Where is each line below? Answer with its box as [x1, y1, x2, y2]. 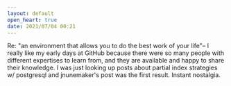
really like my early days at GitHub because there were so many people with [7, 49, 225, 57]
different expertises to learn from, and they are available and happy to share [7, 56, 225, 65]
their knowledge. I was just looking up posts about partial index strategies [7, 63, 218, 72]
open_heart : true [7, 17, 58, 23]
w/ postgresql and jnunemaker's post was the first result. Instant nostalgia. [7, 71, 221, 79]
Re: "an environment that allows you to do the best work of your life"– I [7, 42, 209, 50]
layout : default [7, 10, 54, 17]
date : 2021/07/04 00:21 [7, 23, 76, 30]
